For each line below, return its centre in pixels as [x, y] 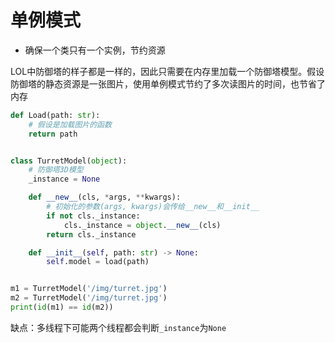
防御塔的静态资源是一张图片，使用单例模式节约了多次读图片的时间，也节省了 [168, 83]
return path [53, 134]
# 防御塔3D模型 [56, 170]
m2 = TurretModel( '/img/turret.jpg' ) [89, 298]
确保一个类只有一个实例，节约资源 [95, 50]
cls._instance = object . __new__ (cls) [142, 225]
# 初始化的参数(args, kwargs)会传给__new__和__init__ [153, 207]
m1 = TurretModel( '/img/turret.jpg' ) [89, 289]
